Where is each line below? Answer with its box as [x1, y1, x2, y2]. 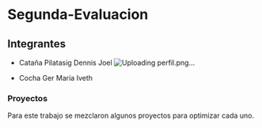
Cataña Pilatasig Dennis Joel [18, 58, 112, 67]
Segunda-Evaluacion [7, 6, 149, 24]
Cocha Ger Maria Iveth [18, 73, 93, 82]
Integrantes [7, 37, 66, 51]
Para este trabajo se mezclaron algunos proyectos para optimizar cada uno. [7, 111, 255, 120]
